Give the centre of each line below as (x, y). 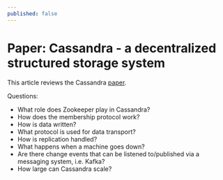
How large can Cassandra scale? (64, 169)
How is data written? (47, 124)
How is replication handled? (57, 139)
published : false (32, 14)
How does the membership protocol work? (78, 117)
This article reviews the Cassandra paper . (67, 82)
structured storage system (86, 63)
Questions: (23, 96)
